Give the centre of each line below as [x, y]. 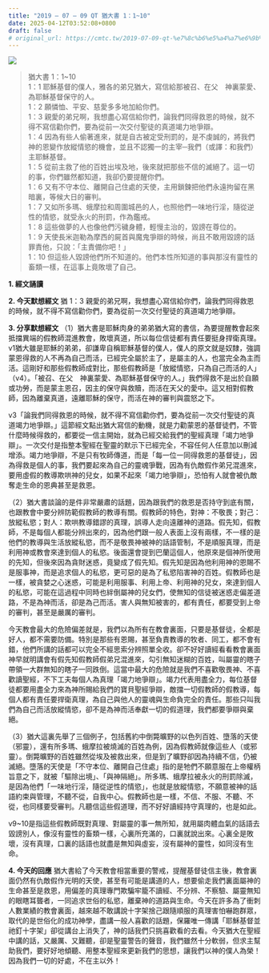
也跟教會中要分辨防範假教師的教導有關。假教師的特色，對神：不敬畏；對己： [134, 513]
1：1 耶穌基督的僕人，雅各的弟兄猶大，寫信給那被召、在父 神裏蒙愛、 [144, 87]
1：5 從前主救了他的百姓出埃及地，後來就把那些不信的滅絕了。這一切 [141, 167]
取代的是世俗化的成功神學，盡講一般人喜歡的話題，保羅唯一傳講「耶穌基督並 [134, 921]
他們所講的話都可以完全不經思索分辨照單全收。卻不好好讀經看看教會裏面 [141, 649]
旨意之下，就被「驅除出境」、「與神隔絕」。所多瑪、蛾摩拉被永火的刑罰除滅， [133, 777]
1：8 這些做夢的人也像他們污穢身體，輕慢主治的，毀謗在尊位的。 [134, 227]
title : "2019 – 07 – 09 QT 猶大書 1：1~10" [79, 16]
